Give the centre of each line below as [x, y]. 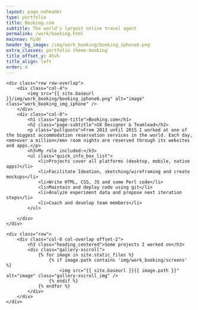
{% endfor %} [54, 286]
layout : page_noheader [34, 12]
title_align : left [29, 61]
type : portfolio [26, 17]
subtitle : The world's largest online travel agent [71, 28]
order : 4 [17, 67]
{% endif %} [63, 281]
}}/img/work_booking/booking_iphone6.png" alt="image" [76, 99]
